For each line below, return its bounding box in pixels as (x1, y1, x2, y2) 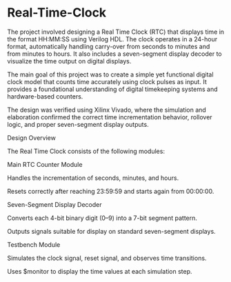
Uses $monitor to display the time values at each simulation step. (7, 267, 192, 275)
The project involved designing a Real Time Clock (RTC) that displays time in (7, 28, 225, 36)
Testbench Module (7, 240, 61, 249)
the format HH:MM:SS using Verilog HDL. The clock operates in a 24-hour (7, 34, 218, 43)
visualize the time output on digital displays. (7, 57, 132, 65)
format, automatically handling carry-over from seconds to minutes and (7, 42, 210, 50)
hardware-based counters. (7, 92, 83, 101)
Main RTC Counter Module (7, 160, 83, 168)
